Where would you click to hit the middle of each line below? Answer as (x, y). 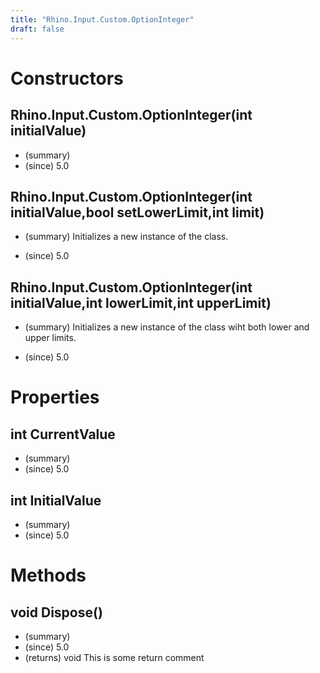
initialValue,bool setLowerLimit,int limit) (137, 212)
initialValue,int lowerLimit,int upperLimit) (141, 302)
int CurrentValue (63, 434)
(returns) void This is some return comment (114, 657)
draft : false (37, 29)
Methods (48, 575)
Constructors (67, 78)
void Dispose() (56, 612)
